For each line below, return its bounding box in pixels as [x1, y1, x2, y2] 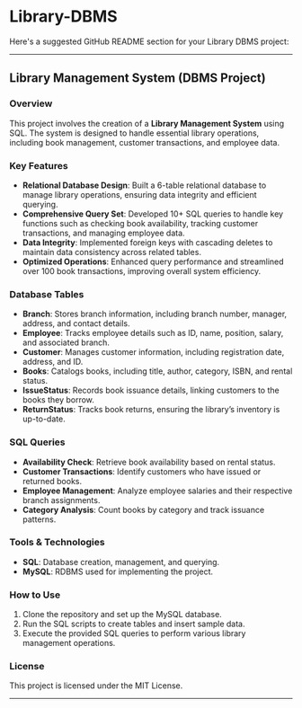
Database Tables [9, 288, 84, 300]
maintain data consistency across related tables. [22, 246, 202, 257]
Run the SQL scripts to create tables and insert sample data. [22, 618, 245, 630]
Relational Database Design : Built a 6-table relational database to [22, 180, 267, 190]
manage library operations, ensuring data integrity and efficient [22, 189, 258, 199]
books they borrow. [22, 394, 94, 405]
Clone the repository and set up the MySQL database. [22, 609, 222, 620]
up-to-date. [22, 413, 66, 424]
